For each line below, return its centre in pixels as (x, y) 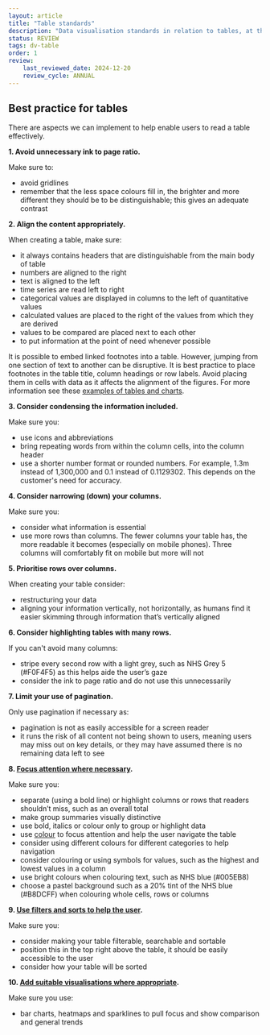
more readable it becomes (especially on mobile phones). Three (126, 544)
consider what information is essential (83, 528)
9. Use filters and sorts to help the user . (76, 910)
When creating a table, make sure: (65, 240)
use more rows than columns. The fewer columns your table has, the (133, 536)
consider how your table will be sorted (83, 967)
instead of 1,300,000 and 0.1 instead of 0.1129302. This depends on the (137, 472)
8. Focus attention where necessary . (71, 769)
